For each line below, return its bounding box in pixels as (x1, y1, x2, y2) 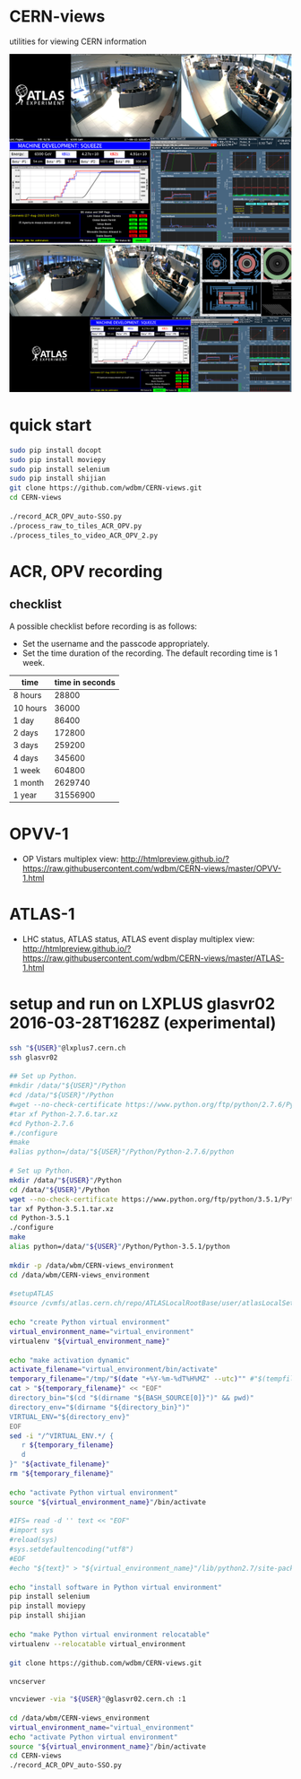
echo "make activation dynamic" (9, 1356, 130, 1365)
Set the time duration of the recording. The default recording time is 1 (21, 648, 278, 658)
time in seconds (54, 677, 116, 688)
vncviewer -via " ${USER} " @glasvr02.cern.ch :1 (9, 1695, 186, 1704)
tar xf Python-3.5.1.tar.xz (9, 1204, 115, 1213)
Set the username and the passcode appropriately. (21, 638, 211, 649)
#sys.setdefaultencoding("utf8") (9, 1545, 134, 1554)
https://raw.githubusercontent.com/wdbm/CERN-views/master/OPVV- (21, 863, 282, 874)
